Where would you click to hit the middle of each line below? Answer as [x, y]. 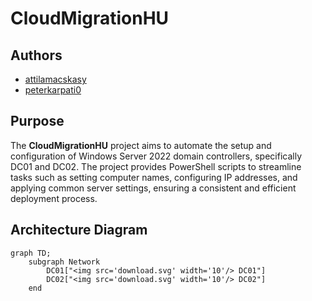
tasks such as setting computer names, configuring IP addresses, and [154, 177]
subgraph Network [64, 262]
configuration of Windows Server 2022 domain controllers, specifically [156, 156]
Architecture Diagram [79, 230]
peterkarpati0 [53, 90]
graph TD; [31, 253]
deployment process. [54, 198]
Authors [36, 55]
